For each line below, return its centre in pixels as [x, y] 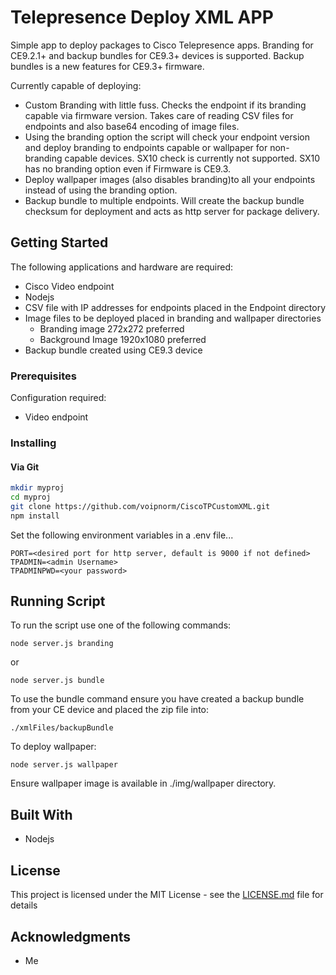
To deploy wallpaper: [53, 747]
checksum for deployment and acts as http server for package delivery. [172, 211]
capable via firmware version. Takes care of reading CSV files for [159, 115]
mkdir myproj [37, 488]
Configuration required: [58, 398]
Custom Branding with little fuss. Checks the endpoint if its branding [165, 105]
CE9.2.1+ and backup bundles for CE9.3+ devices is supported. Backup [157, 55]
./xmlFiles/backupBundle [62, 728]
